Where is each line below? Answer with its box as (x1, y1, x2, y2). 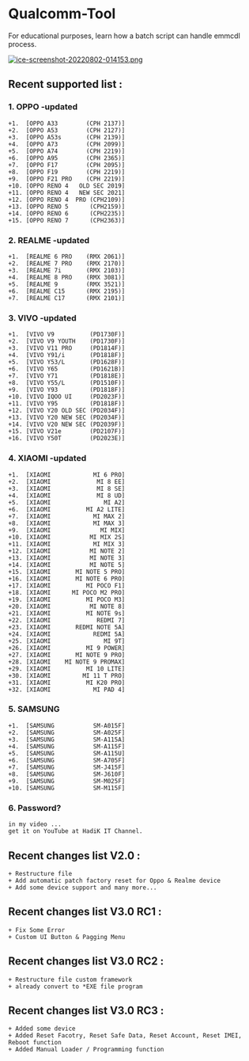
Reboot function (8, 1039, 62, 1047)
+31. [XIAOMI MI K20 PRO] (8, 679, 126, 686)
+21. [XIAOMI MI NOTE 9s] (8, 609, 126, 618)
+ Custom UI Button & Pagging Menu (8, 933, 126, 941)
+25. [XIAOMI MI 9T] (8, 637, 126, 645)
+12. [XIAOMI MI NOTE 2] (8, 547, 126, 555)
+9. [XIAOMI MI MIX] (8, 526, 126, 534)
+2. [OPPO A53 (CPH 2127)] (8, 126, 126, 135)
